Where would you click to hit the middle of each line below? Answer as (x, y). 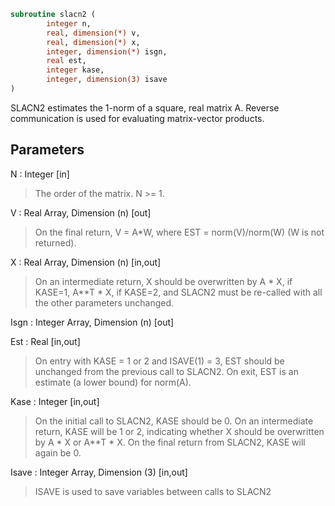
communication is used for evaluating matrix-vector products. (137, 118)
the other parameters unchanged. (104, 302)
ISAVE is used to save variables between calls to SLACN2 (153, 491)
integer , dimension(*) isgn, (107, 51)
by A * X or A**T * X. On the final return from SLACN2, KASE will (170, 442)
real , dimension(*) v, (93, 33)
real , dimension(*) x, (93, 42)
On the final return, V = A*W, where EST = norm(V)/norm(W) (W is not (179, 232)
